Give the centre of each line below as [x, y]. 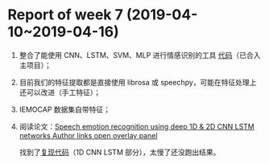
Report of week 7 [66, 15]
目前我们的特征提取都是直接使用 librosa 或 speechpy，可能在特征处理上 [138, 82]
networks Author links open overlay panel [88, 135]
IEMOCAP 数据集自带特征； [64, 109]
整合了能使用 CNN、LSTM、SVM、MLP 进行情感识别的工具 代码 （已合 [137, 55]
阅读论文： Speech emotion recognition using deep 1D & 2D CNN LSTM [137, 126]
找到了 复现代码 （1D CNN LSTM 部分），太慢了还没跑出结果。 [120, 152]
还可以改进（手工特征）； [60, 92]
